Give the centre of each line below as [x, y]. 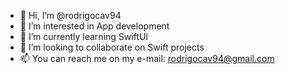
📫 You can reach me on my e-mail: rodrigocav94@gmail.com [147, 58]
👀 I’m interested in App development [94, 26]
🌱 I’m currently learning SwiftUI [84, 36]
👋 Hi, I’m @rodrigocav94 [70, 15]
